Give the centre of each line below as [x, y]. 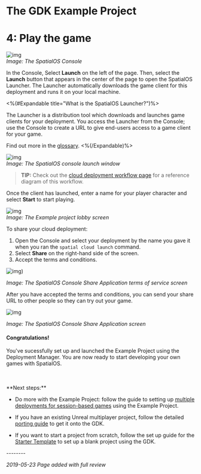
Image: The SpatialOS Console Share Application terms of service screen [97, 283]
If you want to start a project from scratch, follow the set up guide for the [105, 435]
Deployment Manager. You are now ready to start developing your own [93, 357]
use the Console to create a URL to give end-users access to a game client [98, 128]
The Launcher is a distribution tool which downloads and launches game [96, 115]
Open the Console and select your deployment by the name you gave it [102, 241]
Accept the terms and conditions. [56, 260]
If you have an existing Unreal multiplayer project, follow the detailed [99, 417]
